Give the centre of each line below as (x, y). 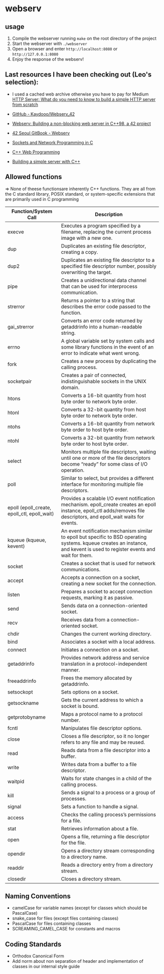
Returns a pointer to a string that (98, 300)
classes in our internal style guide (46, 967)
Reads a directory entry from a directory (107, 865)
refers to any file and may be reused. (103, 742)
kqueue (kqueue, (27, 540)
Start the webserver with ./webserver (50, 44)
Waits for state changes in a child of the (106, 778)
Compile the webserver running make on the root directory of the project (84, 38)
